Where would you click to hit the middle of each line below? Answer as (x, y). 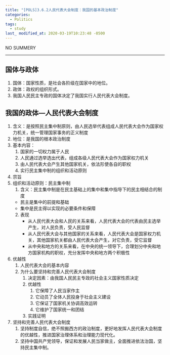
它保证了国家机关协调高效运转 (66, 303)
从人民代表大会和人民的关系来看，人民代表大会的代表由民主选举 (94, 221)
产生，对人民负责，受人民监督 (59, 227)
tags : (11, 24)
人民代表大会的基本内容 (45, 265)
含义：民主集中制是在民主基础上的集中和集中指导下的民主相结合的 (89, 189)
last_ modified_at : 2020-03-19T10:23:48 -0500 (55, 33)
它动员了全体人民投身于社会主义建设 (73, 297)
